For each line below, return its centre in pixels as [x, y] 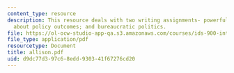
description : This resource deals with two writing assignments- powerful [118, 20]
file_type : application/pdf [48, 40]
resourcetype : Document [42, 46]
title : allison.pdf [36, 53]
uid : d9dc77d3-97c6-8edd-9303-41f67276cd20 [71, 59]
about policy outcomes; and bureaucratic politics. [90, 26]
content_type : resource [42, 14]
